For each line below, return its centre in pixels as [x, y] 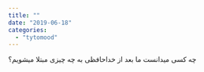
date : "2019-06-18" [40, 23]
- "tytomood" [37, 37]
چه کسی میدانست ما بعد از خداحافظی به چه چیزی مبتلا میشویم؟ [102, 59]
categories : [28, 30]
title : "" [24, 15]
